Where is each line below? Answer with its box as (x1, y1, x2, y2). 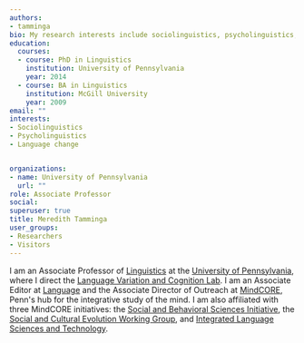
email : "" (9, 106, 47, 115)
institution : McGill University (25, 89, 148, 98)
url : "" (17, 181, 47, 191)
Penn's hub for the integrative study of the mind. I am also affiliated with (9, 294, 279, 305)
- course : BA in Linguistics (17, 81, 128, 90)
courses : (17, 47, 51, 56)
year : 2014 (25, 73, 67, 82)
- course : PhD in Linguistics (17, 55, 132, 64)
